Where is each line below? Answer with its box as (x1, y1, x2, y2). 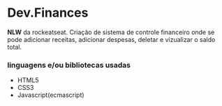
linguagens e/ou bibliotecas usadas (7, 60, 131, 70)
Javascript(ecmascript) (17, 91, 85, 99)
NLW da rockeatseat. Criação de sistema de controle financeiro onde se (7, 28, 215, 36)
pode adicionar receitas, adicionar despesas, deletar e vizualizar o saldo (7, 35, 216, 43)
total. (7, 43, 22, 51)
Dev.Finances (7, 5, 89, 21)
